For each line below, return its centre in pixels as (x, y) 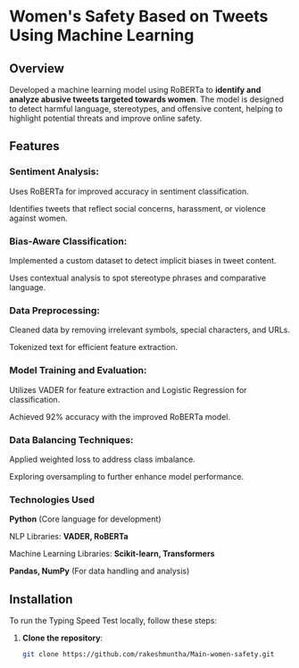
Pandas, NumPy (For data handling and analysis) (100, 571)
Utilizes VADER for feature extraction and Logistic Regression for (128, 389)
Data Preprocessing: (55, 310)
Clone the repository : (62, 638)
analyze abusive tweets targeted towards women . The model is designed (146, 99)
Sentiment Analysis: (54, 171)
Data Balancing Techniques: (71, 439)
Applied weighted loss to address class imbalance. (103, 459)
